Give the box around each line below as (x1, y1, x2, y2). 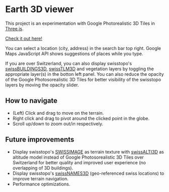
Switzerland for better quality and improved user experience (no (12, 159, 146, 165)
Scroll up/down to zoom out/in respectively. (12, 120, 103, 127)
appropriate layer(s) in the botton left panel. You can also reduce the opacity (5, 71, 164, 77)
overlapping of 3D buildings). (12, 165, 73, 171)
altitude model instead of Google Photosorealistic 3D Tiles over (12, 154, 144, 160)
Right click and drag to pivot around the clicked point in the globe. (12, 115, 150, 121)
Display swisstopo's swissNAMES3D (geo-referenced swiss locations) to (12, 170, 164, 176)
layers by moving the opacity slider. (5, 82, 79, 88)
